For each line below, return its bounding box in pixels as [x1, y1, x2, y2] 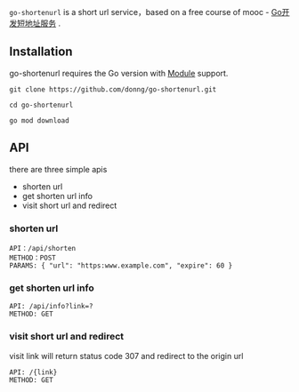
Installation [9, 44, 73, 60]
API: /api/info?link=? [9, 302, 93, 311]
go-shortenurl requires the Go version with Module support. [9, 68, 229, 78]
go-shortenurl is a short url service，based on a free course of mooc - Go [9, 7, 282, 17]
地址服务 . [24, 18, 61, 28]
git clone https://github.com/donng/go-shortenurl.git [9, 84, 217, 94]
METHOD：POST [9, 253, 56, 262]
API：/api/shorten [9, 244, 77, 252]
